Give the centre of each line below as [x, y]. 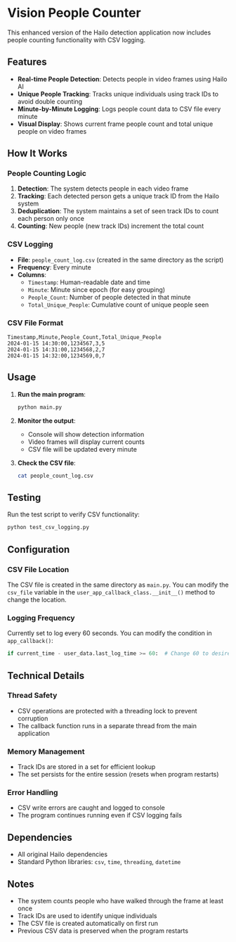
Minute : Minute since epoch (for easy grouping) [97, 289]
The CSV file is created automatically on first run [88, 924]
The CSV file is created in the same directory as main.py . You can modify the [118, 585]
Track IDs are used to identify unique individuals [87, 916]
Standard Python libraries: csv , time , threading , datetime [99, 862]
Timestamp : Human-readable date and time [89, 282]
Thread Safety [32, 696]
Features [27, 62]
